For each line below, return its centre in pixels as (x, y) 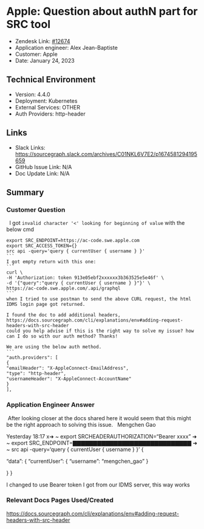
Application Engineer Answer (51, 405)
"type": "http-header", (36, 374)
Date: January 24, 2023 (45, 60)
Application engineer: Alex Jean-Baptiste (66, 47)
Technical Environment (51, 80)
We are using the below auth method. (54, 347)
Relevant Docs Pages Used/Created (60, 500)
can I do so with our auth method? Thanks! (62, 336)
